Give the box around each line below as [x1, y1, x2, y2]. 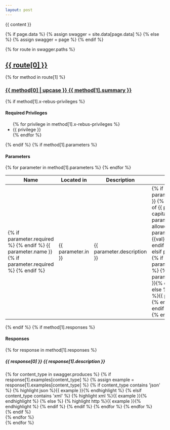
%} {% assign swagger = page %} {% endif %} [5, 36, 104, 42]
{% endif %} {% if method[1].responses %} [5, 324, 95, 330]
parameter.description [94, 248, 147, 255]
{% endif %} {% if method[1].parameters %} [5, 141, 98, 148]
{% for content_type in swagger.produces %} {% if [5, 371, 111, 377]
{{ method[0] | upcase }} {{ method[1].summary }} [5, 87, 132, 94]
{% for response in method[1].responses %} [5, 347, 97, 353]
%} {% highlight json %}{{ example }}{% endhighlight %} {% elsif [5, 387, 142, 393]
